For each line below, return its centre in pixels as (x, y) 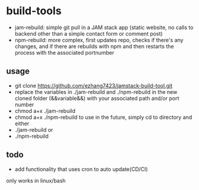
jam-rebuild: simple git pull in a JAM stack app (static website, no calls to (104, 27)
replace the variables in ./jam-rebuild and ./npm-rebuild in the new (96, 92)
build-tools (34, 11)
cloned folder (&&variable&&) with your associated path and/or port (97, 98)
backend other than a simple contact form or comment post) (89, 33)
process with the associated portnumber (64, 52)
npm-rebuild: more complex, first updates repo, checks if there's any (99, 40)
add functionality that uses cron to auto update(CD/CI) (81, 169)
